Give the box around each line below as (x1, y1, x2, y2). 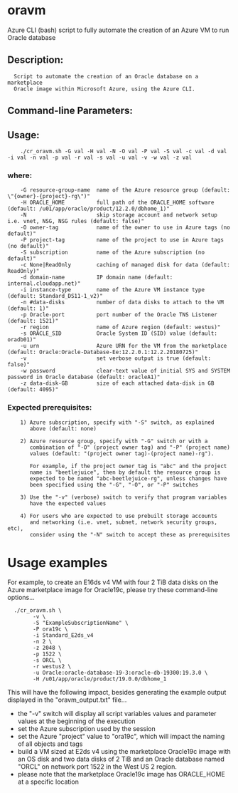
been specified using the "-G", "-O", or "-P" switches (29, 481, 199, 488)
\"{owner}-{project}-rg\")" (7, 193, 91, 200)
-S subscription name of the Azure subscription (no (20, 249, 205, 256)
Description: (7, 54, 64, 66)
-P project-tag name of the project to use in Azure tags (20, 237, 224, 244)
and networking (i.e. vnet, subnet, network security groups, (29, 519, 218, 526)
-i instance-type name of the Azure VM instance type (20, 286, 205, 294)
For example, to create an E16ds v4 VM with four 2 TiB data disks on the (7, 578, 219, 586)
